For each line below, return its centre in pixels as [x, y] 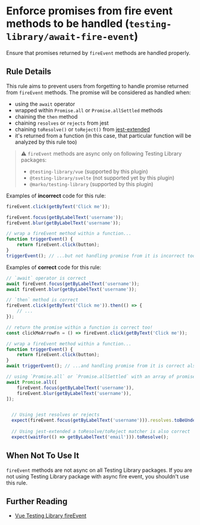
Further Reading [37, 501]
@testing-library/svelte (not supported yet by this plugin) [102, 178]
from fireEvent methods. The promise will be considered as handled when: [99, 92]
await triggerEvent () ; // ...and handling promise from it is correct [96, 366]
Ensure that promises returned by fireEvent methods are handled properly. [98, 52]
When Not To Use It [43, 455]
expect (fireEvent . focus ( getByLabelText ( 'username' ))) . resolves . [93, 421]
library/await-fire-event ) [72, 36]
